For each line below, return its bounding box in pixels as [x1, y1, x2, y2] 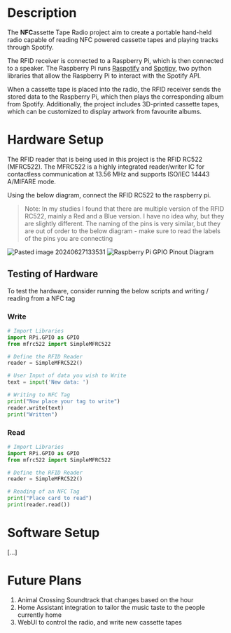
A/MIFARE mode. [7, 177, 56, 186]
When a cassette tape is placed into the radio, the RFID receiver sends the [7, 85, 222, 93]
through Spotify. [7, 43, 54, 51]
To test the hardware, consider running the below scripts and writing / [7, 286, 209, 295]
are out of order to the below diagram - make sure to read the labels [24, 226, 220, 235]
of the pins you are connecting [24, 234, 113, 242]
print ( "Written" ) [7, 411, 58, 418]
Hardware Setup [7, 132, 104, 148]
